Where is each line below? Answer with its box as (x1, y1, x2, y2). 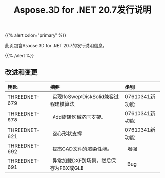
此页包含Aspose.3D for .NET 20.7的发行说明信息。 (5, 43, 107, 49)
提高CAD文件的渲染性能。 (52, 146, 112, 152)
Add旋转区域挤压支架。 (52, 114, 107, 120)
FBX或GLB (59, 165, 84, 171)
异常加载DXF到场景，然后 (52, 157, 111, 164)
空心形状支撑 (52, 130, 82, 137)
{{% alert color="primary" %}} (5, 32, 67, 38)
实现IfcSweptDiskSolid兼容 (52, 93, 114, 100)
